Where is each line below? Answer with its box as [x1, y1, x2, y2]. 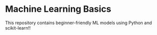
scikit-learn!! [5, 25, 31, 31]
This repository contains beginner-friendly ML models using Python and [5, 20, 152, 26]
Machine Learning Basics [5, 3, 111, 15]
